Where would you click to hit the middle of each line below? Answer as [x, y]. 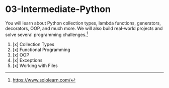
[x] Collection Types [33, 44]
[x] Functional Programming [41, 49]
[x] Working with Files [35, 65]
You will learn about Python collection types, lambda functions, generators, [83, 23]
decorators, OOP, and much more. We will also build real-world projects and [84, 28]
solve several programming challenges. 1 [47, 34]
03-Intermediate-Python [58, 9]
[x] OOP [21, 55]
